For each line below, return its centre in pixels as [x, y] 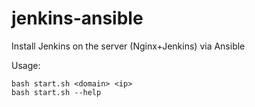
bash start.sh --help [56, 92]
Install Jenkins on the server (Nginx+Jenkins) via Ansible [128, 46]
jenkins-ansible [77, 18]
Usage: [26, 65]
